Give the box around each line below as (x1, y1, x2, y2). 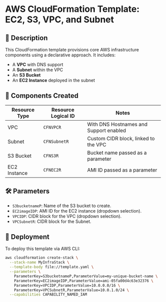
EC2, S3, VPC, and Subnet (5, 14, 115, 25)
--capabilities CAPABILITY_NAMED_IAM (9, 292, 87, 297)
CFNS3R (43, 153, 59, 159)
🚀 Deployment (5, 233, 49, 241)
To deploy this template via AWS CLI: (5, 246, 81, 252)
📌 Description (5, 34, 48, 42)
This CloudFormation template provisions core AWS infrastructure (5, 47, 139, 52)
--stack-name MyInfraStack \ (9, 260, 70, 265)
